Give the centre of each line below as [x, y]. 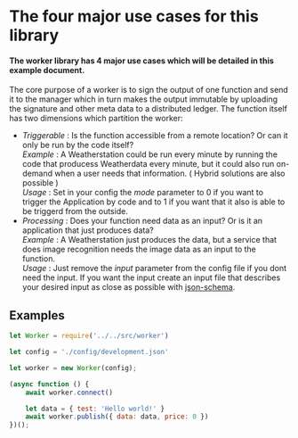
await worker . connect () [69, 393]
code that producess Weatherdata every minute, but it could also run [148, 164]
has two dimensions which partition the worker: [97, 119]
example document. [47, 70]
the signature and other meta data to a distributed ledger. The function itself [148, 109]
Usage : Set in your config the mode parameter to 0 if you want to [143, 193]
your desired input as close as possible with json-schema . [129, 287]
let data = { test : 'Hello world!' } [95, 409]
